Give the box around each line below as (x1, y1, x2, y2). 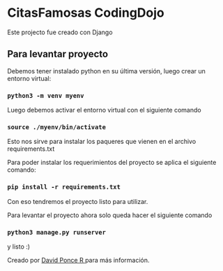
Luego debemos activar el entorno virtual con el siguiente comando (7, 106, 201, 115)
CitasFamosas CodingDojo (7, 5, 165, 21)
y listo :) (7, 242, 30, 251)
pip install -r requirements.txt (7, 183, 121, 191)
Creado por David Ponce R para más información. (7, 256, 150, 264)
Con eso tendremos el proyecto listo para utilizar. (7, 197, 148, 205)
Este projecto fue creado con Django (7, 28, 113, 36)
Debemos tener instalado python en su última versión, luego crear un (7, 66, 206, 75)
